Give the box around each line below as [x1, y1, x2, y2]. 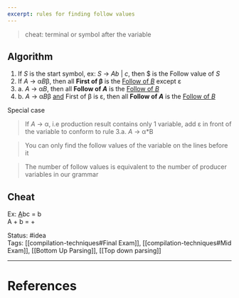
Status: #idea [7, 231, 46, 240]
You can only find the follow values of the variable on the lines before [24, 141, 228, 150]
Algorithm [7, 51, 53, 63]
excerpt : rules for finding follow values [7, 10, 135, 18]
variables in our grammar [24, 170, 99, 179]
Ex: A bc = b [7, 210, 41, 218]
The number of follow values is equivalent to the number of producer [24, 163, 228, 171]
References [7, 278, 77, 294]
